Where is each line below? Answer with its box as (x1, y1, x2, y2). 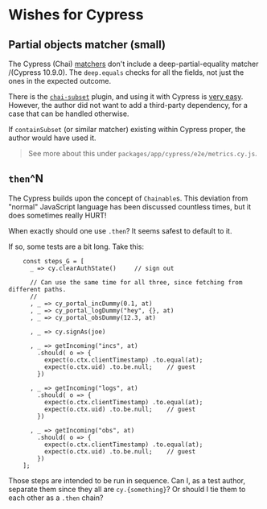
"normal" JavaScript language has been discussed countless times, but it (8, 201, 252, 211)
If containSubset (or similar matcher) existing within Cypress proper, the (8, 125, 246, 134)
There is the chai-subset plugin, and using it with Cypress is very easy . (8, 92, 244, 101)
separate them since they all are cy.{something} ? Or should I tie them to (8, 484, 246, 494)
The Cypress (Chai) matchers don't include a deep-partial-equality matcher (8, 59, 259, 68)
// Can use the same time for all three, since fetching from (29, 278, 243, 287)
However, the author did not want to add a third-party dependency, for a (8, 101, 248, 110)
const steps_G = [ (23, 257, 84, 265)
